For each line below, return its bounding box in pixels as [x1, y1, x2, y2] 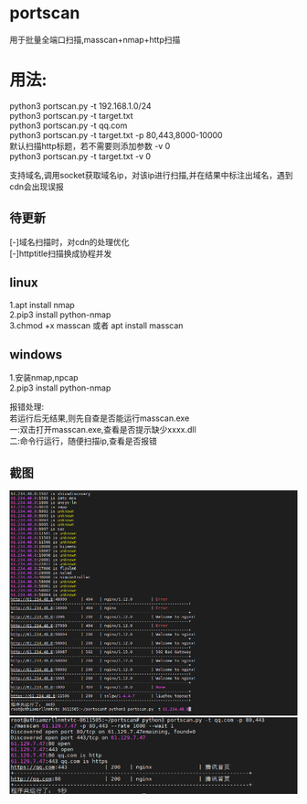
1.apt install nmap [9, 299, 75, 310]
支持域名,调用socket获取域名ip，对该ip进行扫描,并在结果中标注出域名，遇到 [9, 169, 293, 180]
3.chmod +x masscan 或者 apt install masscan [9, 319, 184, 331]
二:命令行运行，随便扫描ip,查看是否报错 [9, 435, 158, 446]
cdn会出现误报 [9, 181, 64, 192]
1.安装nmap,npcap [9, 372, 79, 383]
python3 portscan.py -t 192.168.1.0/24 [9, 100, 153, 112]
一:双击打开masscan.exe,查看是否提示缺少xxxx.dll [9, 424, 196, 435]
